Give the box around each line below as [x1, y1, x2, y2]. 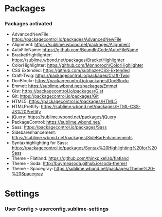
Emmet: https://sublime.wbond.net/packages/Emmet [11, 83, 118, 89]
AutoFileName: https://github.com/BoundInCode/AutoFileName [11, 47, 139, 53]
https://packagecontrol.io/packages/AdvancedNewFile [11, 36, 122, 42]
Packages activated [4, 20, 53, 27]
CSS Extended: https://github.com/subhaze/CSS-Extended [11, 68, 130, 73]
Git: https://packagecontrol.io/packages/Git [11, 93, 99, 99]
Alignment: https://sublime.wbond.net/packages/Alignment [11, 42, 130, 48]
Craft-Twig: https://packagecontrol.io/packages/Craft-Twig [11, 72, 130, 78]
